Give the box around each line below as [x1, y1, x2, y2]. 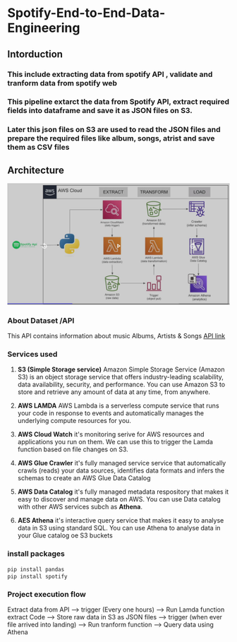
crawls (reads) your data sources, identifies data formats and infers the [17, 466, 225, 475]
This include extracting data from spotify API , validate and [7, 69, 213, 79]
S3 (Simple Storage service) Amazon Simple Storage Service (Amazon [17, 365, 225, 374]
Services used [7, 350, 58, 359]
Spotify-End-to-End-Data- [7, 5, 166, 21]
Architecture [7, 164, 65, 176]
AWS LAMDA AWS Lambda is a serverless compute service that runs [17, 401, 220, 410]
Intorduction [7, 48, 63, 60]
